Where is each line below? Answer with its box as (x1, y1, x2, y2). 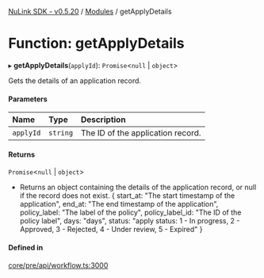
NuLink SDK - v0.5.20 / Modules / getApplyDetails (8, 7, 172, 16)
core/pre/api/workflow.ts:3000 (8, 261, 109, 270)
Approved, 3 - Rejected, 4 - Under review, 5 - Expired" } (19, 225, 204, 234)
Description (80, 114, 126, 125)
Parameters (8, 94, 48, 104)
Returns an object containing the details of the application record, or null (19, 182, 257, 192)
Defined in (8, 242, 44, 252)
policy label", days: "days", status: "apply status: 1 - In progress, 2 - (19, 216, 240, 226)
